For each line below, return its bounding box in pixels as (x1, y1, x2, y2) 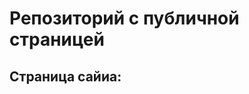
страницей (9, 28, 105, 51)
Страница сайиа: (9, 68, 122, 85)
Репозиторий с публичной (9, 7, 240, 30)
